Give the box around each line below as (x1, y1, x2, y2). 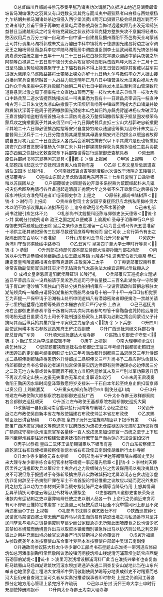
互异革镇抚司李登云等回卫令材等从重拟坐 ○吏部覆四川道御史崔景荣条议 (5, 490, 155, 495)
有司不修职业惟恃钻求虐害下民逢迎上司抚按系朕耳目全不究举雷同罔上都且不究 (5, 502, 158, 507)
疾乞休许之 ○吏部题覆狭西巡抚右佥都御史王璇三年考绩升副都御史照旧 (5, 344, 150, 349)
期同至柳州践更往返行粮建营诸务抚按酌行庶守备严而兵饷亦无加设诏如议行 (5, 435, 149, 441)
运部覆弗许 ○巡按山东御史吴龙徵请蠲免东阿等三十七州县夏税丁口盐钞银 (5, 174, 155, 180)
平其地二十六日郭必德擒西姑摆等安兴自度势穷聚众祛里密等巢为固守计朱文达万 (5, 126, 158, 131)
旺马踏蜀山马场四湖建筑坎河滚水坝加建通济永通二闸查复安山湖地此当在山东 (5, 563, 154, 568)
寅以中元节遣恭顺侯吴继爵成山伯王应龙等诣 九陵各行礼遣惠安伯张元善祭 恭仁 (5, 253, 156, 259)
